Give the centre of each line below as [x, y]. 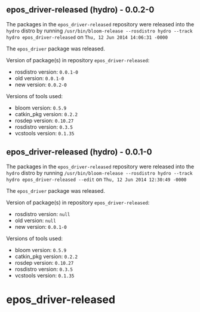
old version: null [36, 220]
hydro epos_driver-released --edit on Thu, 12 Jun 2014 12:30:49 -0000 [96, 179]
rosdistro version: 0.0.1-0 [47, 72]
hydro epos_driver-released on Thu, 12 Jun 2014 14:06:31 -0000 [87, 37]
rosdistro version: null [42, 214]
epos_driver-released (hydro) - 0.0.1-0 [79, 152]
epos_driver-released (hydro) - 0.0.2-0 [80, 10]
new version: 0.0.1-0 [41, 226]
